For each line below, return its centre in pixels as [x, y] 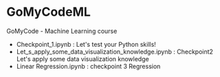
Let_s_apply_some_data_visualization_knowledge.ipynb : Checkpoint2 [115, 52]
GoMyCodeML [48, 12]
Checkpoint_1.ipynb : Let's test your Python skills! [86, 44]
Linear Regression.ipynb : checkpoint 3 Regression [88, 66]
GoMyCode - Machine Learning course [62, 31]
